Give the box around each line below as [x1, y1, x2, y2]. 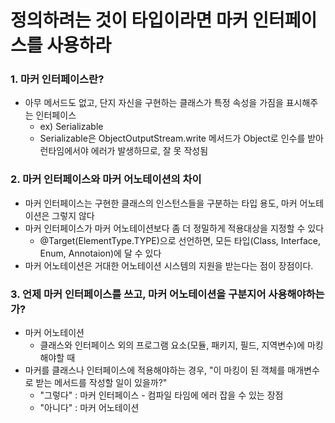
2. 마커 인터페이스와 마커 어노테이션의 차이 [10, 172, 202, 186]
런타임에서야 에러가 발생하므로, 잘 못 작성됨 [39, 145, 209, 157]
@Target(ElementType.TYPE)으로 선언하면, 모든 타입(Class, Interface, [39, 234, 321, 246]
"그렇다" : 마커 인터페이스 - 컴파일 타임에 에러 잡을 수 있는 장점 [39, 389, 284, 401]
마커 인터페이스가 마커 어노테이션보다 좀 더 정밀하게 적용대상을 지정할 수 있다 [24, 222, 325, 234]
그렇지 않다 [51, 209, 95, 221]
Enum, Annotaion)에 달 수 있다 [39, 247, 162, 259]
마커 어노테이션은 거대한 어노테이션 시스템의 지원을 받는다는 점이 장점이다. [24, 259, 314, 271]
